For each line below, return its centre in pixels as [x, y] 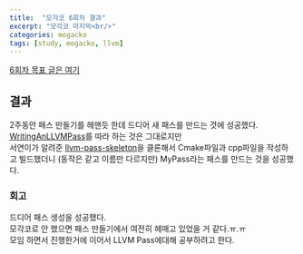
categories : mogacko [49, 34]
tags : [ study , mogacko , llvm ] [67, 43]
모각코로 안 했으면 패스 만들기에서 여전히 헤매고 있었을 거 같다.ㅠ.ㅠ [128, 229]
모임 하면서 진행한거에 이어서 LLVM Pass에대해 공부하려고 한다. [122, 240]
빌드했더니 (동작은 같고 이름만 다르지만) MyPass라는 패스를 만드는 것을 [144, 159]
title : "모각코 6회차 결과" [58, 18]
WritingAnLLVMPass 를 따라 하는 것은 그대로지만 [96, 136]
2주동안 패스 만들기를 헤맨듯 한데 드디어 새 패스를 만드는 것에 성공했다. [134, 125]
